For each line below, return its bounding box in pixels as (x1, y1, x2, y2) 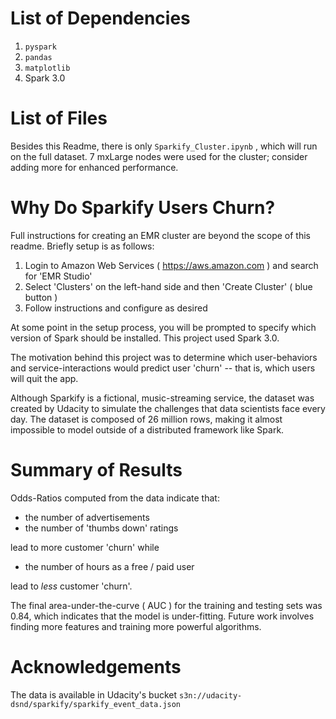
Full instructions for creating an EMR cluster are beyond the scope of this (10, 229, 312, 241)
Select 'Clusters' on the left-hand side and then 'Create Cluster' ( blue (24, 280, 313, 292)
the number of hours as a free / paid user (24, 560, 195, 572)
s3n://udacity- (179, 690, 243, 701)
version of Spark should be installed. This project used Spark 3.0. (10, 332, 280, 344)
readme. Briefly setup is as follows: (10, 240, 155, 252)
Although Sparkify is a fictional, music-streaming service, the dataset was (10, 392, 315, 404)
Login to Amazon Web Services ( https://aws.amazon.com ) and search (24, 259, 319, 271)
